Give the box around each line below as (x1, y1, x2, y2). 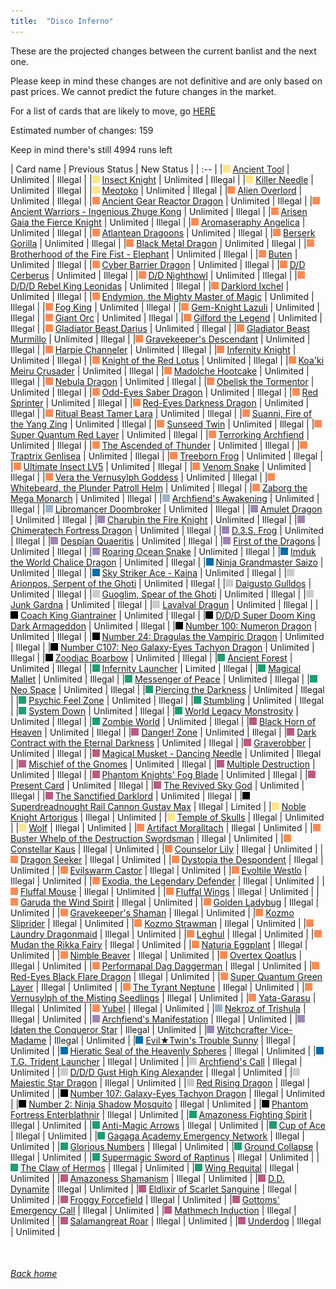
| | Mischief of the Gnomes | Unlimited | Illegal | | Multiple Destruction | (10, 758, 316, 770)
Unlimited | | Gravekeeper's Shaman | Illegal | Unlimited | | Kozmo (10, 906, 295, 919)
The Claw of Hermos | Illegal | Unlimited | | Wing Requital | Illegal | (19, 1161, 300, 1174)
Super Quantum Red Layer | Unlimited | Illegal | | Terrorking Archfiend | (10, 428, 310, 440)
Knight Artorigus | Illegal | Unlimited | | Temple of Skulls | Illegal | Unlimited (10, 811, 325, 823)
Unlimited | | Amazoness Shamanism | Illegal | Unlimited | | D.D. (10, 1172, 285, 1184)
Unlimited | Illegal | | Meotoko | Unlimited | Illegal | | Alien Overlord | (10, 184, 303, 196)
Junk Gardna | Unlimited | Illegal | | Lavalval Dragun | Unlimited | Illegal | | (10, 598, 319, 610)
